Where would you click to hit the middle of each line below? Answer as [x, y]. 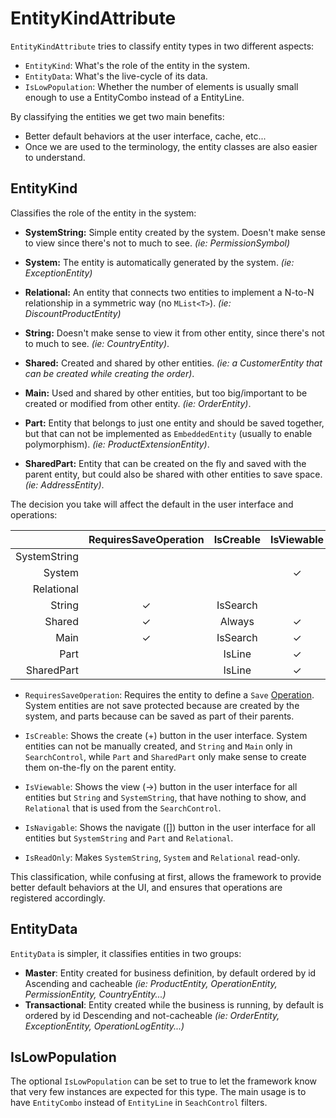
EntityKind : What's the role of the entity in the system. [137, 65]
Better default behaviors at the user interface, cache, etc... [145, 136]
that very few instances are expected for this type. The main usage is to [158, 1092]
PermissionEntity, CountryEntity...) [95, 994]
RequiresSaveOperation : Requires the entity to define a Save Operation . [169, 694]
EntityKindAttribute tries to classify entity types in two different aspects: [162, 46]
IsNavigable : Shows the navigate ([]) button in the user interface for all [170, 827]
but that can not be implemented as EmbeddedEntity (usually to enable [168, 433]
